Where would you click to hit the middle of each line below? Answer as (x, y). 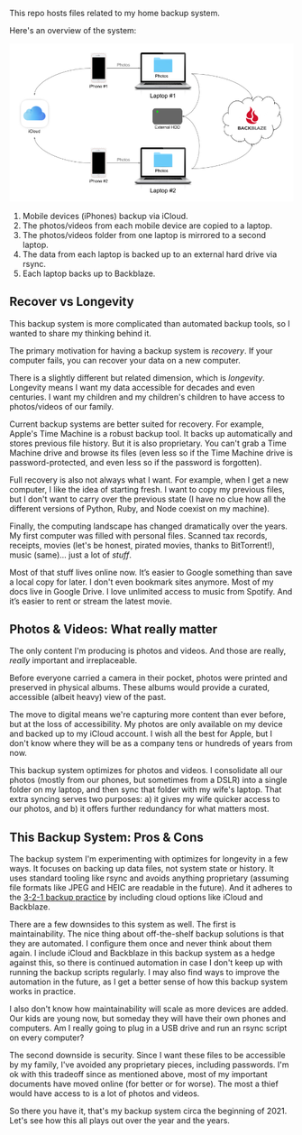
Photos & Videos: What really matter (114, 629)
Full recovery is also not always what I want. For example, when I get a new (149, 480)
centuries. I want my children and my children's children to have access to (147, 397)
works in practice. (43, 992)
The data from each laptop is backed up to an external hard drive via (150, 254)
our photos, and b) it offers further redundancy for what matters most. (139, 809)
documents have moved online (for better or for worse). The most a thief (144, 1084)
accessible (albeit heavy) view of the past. (88, 697)
